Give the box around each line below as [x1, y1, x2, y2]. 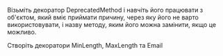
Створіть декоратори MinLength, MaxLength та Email [7, 41, 163, 49]
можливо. [7, 28, 37, 36]
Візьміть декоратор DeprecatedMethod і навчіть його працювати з [7, 6, 204, 14]
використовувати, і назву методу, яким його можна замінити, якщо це [7, 21, 217, 28]
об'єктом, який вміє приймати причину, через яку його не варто [7, 13, 199, 21]
